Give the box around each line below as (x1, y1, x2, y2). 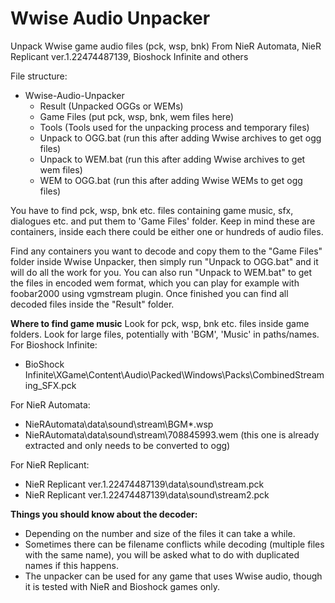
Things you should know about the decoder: (10, 508, 198, 520)
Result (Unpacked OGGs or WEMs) (39, 100, 184, 112)
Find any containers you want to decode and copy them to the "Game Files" (10, 245, 323, 257)
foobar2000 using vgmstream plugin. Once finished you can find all (10, 287, 289, 299)
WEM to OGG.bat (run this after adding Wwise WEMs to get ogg (39, 174, 303, 186)
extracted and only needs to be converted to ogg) (24, 439, 231, 451)
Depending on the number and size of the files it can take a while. (24, 527, 296, 539)
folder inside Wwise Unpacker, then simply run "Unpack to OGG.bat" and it (10, 255, 319, 267)
